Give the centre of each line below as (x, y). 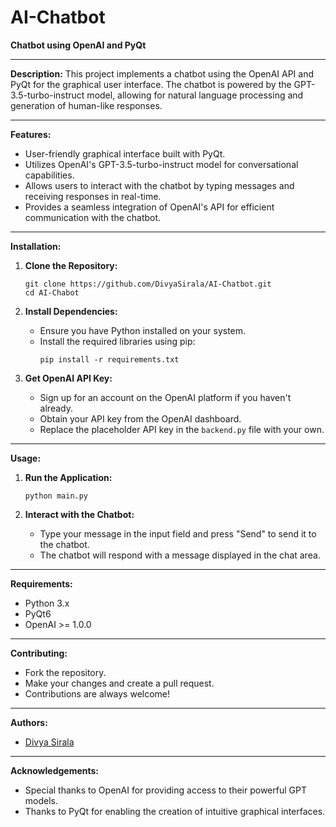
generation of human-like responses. (86, 105)
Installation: (36, 246)
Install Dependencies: (71, 311)
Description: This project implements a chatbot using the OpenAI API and (162, 73)
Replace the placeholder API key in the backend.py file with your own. (182, 429)
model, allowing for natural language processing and (195, 95)
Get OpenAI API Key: (68, 378)
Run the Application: (68, 477)
